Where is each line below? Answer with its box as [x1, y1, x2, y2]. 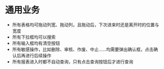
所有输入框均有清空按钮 [12, 40, 60, 46]
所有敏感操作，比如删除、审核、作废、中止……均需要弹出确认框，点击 [12, 46, 154, 52]
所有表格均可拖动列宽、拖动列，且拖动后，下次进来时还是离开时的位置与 [12, 22, 159, 28]
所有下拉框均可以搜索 [12, 34, 56, 40]
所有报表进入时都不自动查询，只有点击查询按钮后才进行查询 [12, 59, 133, 65]
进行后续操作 [25, 52, 52, 58]
